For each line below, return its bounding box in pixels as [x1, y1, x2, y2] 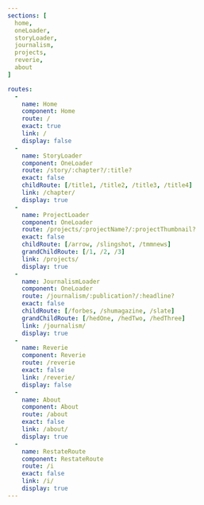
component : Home [21, 107, 76, 115]
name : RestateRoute [21, 447, 87, 456]
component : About [21, 403, 79, 411]
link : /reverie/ [21, 373, 76, 382]
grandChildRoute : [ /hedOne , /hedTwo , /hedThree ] [21, 314, 186, 322]
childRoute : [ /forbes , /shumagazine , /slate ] [21, 307, 175, 315]
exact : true [21, 122, 61, 130]
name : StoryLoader [21, 152, 83, 160]
